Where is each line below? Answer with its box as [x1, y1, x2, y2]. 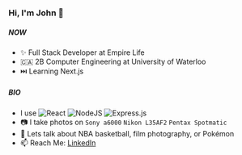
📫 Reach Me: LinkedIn [19, 137, 96, 148]
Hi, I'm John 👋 [8, 7, 65, 19]
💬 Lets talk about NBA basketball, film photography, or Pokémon [19, 128, 235, 138]
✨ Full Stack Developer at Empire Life [19, 48, 146, 57]
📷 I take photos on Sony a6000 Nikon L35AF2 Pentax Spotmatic [19, 117, 227, 127]
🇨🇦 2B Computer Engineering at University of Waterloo [19, 57, 206, 66]
